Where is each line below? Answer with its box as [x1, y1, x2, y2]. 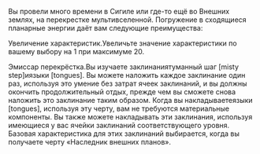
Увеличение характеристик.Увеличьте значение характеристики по [8, 38, 238, 48]
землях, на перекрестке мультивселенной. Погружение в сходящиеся [8, 15, 247, 24]
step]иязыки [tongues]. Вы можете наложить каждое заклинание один [8, 71, 246, 79]
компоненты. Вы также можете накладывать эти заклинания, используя [8, 112, 253, 121]
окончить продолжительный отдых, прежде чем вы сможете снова [8, 87, 236, 97]
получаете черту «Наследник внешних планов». [8, 137, 172, 146]
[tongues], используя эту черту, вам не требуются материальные [8, 104, 230, 113]
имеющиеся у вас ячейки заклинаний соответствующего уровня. [8, 121, 230, 130]
